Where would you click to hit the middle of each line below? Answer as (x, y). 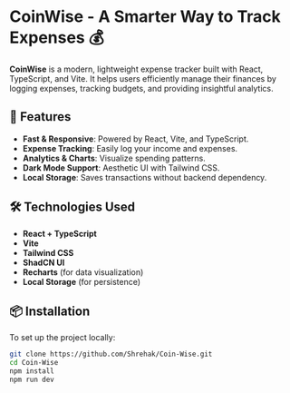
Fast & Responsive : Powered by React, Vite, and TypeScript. (135, 139)
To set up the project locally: (63, 338)
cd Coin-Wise (34, 363)
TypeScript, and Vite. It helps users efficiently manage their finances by (143, 78)
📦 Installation (50, 311)
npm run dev (32, 379)
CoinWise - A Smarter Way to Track (145, 17)
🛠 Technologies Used (72, 207)
